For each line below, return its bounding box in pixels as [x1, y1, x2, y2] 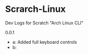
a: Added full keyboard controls [12, 39, 77, 45]
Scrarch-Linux [5, 3, 66, 15]
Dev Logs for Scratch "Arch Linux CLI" [5, 20, 84, 26]
